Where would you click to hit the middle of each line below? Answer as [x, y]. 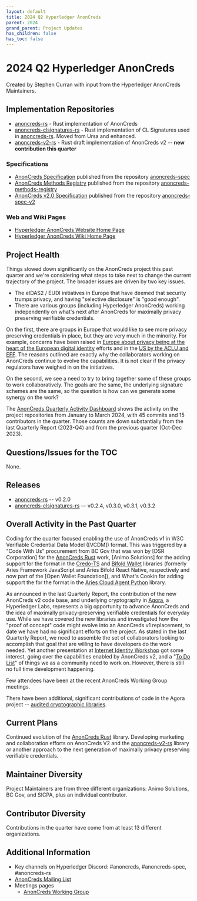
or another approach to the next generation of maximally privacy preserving [98, 749]
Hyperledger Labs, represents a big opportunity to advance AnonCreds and [98, 606]
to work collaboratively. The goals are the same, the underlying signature [95, 385]
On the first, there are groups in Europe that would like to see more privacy [96, 330]
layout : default [26, 12]
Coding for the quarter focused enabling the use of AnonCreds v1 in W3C [95, 538]
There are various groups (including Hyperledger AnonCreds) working [100, 306]
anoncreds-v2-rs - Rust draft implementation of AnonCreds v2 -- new [100, 142]
